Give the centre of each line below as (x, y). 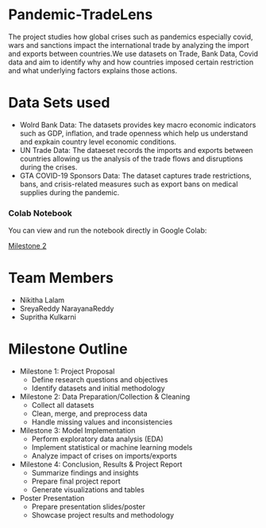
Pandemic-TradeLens (81, 15)
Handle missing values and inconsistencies (102, 422)
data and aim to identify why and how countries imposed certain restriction (131, 62)
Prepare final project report (76, 481)
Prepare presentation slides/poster (88, 506)
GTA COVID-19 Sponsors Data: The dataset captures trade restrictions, (135, 175)
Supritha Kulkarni (48, 317)
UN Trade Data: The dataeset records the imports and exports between (136, 150)
